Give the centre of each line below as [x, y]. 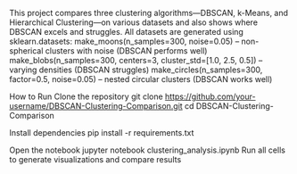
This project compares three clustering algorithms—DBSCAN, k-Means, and [148, 13]
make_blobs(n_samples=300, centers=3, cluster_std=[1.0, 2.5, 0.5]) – [136, 60]
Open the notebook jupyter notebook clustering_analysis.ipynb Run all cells [147, 150]
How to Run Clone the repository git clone [86, 96]
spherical [26, 51]
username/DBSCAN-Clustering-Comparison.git [96, 106]
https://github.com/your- [210, 96]
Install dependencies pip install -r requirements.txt [102, 133]
